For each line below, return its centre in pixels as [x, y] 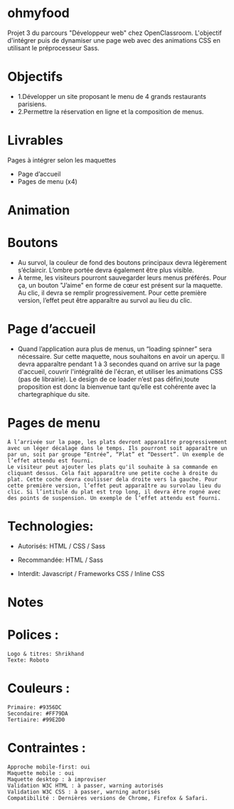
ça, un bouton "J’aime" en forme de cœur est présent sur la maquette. [120, 285]
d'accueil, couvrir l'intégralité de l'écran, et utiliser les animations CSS [120, 371]
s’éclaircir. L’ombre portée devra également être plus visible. [106, 270]
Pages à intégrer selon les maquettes [62, 160]
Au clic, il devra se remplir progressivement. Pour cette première [112, 293]
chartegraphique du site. [54, 394]
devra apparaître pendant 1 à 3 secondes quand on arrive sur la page [119, 364]
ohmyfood [38, 13]
